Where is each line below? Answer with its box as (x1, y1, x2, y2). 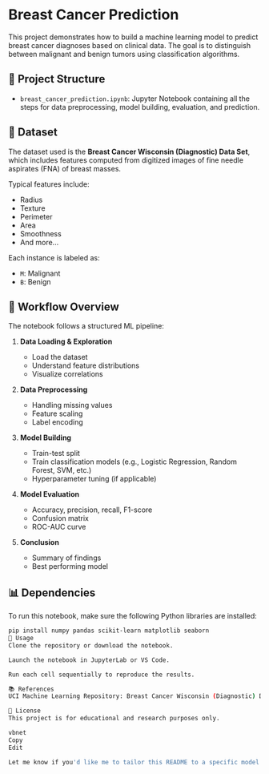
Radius (19, 195, 43, 204)
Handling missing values (31, 401, 113, 410)
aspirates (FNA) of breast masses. (8, 163, 122, 173)
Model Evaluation (19, 490, 80, 499)
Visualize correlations (31, 369, 103, 379)
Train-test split (31, 449, 80, 458)
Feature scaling (31, 409, 83, 418)
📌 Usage (8, 635, 34, 643)
